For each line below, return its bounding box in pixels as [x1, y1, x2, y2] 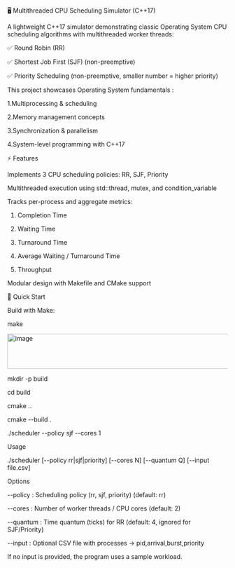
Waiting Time [17, 224, 56, 233]
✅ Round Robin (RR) [7, 43, 65, 52]
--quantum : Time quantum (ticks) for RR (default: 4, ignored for [7, 518, 191, 526]
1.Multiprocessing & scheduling [7, 100, 97, 107]
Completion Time [17, 211, 68, 219]
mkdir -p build [7, 374, 48, 383]
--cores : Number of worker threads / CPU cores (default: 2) [7, 504, 181, 513]
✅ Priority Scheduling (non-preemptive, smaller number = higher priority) [7, 72, 219, 80]
